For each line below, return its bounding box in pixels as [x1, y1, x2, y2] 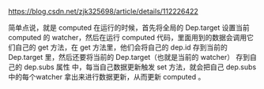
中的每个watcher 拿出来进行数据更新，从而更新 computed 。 [8, 72, 206, 81]
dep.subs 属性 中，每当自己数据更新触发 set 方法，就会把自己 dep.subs [23, 62, 257, 72]
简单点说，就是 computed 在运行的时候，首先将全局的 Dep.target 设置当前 [8, 23, 251, 32]
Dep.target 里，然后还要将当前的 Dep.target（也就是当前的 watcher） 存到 [8, 53, 251, 61]
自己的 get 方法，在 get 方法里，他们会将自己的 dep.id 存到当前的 [14, 43, 228, 52]
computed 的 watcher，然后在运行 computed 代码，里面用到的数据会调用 [8, 33, 247, 42]
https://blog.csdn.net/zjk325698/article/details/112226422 [8, 7, 199, 16]
